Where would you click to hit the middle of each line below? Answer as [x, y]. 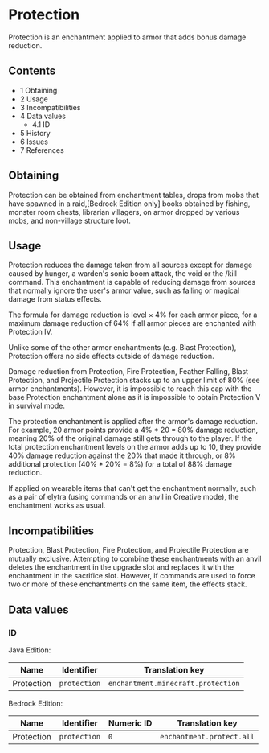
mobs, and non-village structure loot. [69, 220]
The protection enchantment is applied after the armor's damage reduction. [133, 422]
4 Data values [43, 116]
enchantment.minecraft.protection [174, 683]
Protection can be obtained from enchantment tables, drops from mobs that [134, 195]
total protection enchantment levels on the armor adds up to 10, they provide [135, 447]
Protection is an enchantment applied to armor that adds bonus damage [127, 37]
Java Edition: [30, 650]
